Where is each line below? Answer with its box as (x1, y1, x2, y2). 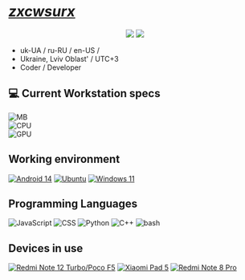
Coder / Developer (19, 63, 82, 72)
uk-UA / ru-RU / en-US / (19, 45, 100, 55)
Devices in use (8, 241, 84, 255)
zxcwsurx (8, 2, 76, 21)
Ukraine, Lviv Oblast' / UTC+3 (19, 54, 119, 63)
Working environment (8, 152, 120, 166)
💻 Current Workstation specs (8, 87, 161, 100)
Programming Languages (8, 197, 138, 210)
